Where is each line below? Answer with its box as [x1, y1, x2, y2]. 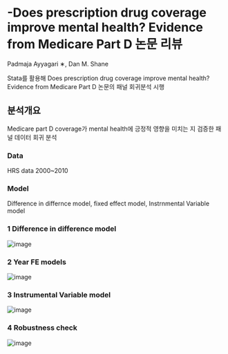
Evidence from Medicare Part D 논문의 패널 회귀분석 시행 [7, 82, 164, 91]
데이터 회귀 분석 [14, 133, 57, 141]
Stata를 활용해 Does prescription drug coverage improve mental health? [7, 74, 210, 82]
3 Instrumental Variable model [7, 290, 111, 299]
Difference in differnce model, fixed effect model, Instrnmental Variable [7, 199, 209, 208]
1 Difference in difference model [7, 224, 117, 234]
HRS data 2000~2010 [7, 167, 68, 175]
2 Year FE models [7, 257, 67, 267]
